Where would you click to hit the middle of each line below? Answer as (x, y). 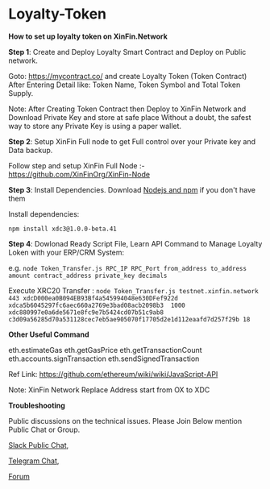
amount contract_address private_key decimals (88, 276)
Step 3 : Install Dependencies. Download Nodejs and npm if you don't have (132, 189)
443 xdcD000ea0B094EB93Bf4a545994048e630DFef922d (93, 298)
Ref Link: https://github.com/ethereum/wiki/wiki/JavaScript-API (113, 374)
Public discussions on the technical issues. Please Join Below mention (125, 421)
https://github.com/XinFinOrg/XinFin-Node (79, 174)
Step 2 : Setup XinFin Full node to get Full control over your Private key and (132, 141)
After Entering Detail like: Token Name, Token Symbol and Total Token (125, 85)
